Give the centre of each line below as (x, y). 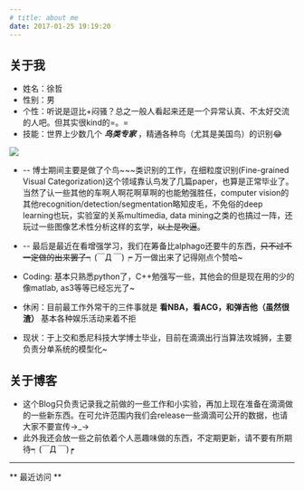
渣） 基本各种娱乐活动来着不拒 (79, 319)
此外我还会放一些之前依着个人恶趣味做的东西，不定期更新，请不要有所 (153, 438)
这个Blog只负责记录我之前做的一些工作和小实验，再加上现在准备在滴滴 (154, 404)
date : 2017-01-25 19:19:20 (60, 26)
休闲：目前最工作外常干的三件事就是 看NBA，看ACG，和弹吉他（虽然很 (156, 307)
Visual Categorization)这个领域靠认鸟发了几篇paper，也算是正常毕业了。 (158, 181)
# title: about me (44, 18)
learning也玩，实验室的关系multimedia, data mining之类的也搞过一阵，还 (157, 216)
